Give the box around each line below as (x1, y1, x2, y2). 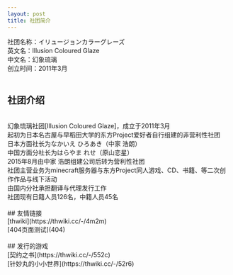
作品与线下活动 (13, 175, 57, 184)
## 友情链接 (7, 209, 42, 218)
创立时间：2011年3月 (7, 64, 68, 72)
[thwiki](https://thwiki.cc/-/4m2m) (7, 217, 108, 225)
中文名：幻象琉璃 (7, 55, 57, 64)
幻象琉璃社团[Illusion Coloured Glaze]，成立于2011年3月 (7, 122, 171, 130)
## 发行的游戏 (7, 242, 48, 250)
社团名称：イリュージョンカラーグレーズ (7, 37, 125, 46)
